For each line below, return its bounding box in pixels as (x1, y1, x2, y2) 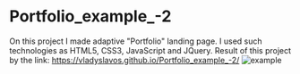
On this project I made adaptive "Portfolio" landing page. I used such (9, 36, 262, 46)
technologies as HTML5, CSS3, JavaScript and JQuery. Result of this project (9, 45, 292, 55)
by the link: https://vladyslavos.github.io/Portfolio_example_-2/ (9, 54, 240, 65)
